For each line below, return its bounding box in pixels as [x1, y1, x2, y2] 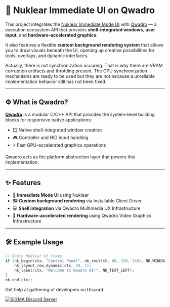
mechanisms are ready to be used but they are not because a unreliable [5, 73, 155, 79]
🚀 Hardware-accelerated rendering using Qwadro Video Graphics [12, 212, 152, 218]
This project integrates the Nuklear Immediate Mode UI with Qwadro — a [5, 21, 157, 27]
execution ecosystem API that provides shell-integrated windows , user [5, 26, 155, 32]
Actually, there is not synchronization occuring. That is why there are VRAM [5, 62, 163, 68]
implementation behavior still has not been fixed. [5, 78, 107, 84]
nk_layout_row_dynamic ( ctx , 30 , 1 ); [14, 263, 92, 269]
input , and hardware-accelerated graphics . [5, 32, 98, 38]
